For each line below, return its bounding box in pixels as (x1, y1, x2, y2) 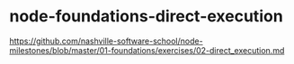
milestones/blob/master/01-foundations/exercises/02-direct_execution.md (9, 44, 285, 55)
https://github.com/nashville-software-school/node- (9, 36, 204, 46)
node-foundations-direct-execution (9, 6, 283, 27)
